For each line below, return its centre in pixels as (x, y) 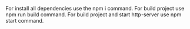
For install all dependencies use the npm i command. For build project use (95, 8)
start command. (25, 21)
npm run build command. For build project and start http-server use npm (94, 14)
